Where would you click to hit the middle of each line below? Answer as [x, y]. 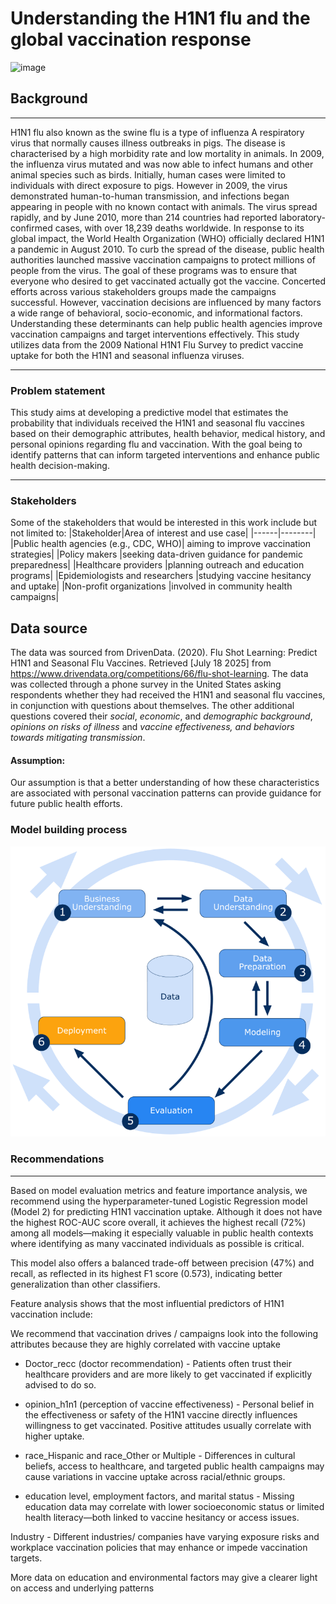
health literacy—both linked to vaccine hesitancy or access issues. [162, 1517]
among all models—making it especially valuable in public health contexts [162, 1233]
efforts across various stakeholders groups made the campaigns [143, 291]
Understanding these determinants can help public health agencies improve [166, 323]
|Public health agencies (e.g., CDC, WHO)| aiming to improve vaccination [160, 544]
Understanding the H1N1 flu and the [160, 18]
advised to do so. [60, 1384]
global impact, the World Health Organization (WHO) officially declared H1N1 [167, 238]
